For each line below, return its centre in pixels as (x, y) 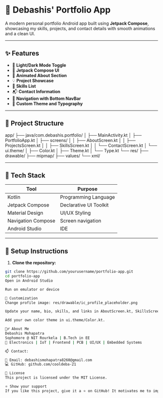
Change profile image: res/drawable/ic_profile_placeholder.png (71, 302)
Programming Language (88, 197)
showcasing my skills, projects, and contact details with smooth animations (80, 28)
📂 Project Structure (34, 123)
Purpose (88, 189)
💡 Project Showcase (33, 80)
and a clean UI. (20, 33)
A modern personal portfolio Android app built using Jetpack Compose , (77, 23)
